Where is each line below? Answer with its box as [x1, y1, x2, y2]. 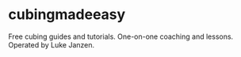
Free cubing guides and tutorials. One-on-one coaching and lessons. [8, 32, 234, 41]
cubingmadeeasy [8, 6, 126, 24]
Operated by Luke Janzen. [8, 40, 95, 49]
